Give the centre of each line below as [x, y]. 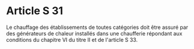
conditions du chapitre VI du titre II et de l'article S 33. [72, 40]
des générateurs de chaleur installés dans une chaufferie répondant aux [94, 33]
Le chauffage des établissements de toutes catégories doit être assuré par [97, 27]
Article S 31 [35, 11]
